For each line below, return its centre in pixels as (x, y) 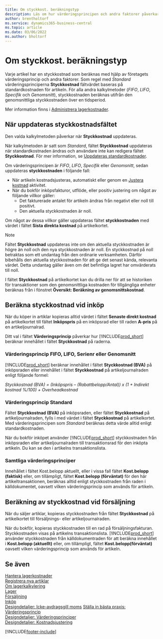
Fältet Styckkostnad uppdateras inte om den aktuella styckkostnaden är (77, 244)
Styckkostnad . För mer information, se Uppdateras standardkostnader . (76, 156)
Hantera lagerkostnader (29, 575)
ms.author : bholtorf (26, 37)
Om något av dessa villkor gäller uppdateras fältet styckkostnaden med (77, 220)
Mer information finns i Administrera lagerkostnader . (57, 109)
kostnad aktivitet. (29, 185)
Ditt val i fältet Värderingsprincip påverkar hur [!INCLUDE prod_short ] (74, 336)
